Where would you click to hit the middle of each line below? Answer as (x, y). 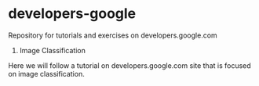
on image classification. (46, 73)
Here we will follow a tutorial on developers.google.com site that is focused (129, 65)
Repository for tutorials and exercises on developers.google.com (113, 35)
